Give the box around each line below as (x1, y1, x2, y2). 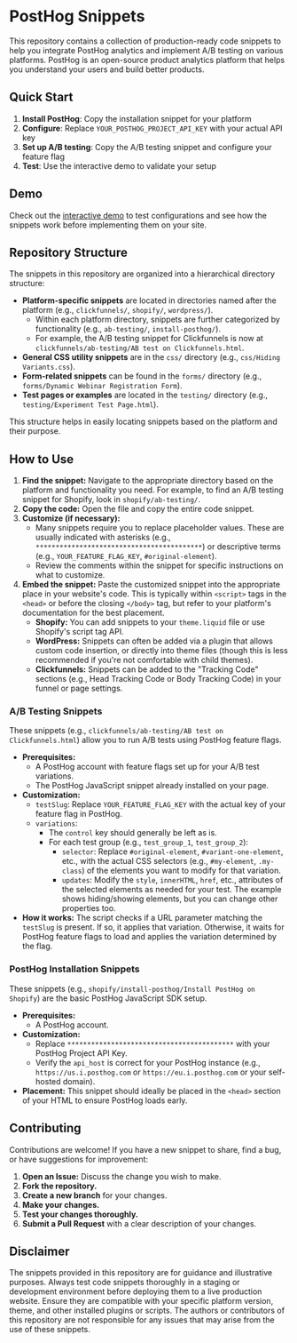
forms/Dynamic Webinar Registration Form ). (21, 380, 184, 391)
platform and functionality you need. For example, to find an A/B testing (21, 484, 284, 495)
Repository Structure (9, 244, 129, 260)
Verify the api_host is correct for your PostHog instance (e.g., (35, 1057, 262, 1067)
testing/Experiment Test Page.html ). (21, 399, 160, 410)
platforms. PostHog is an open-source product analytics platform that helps (9, 54, 285, 65)
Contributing (9, 1121, 82, 1136)
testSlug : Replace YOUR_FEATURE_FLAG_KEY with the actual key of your (35, 799, 286, 810)
